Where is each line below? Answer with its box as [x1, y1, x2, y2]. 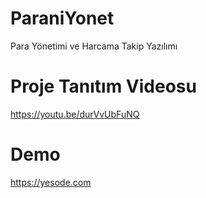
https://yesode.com [10, 176, 92, 188]
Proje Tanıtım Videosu [10, 75, 197, 98]
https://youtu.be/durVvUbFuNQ [10, 108, 140, 120]
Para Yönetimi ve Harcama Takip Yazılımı [10, 40, 178, 52]
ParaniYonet [10, 7, 115, 30]
